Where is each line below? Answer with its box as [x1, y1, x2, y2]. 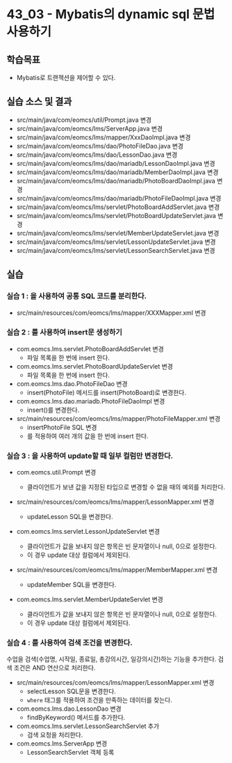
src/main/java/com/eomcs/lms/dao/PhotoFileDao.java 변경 [16, 141, 184, 150]
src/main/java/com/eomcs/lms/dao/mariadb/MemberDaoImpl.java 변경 [16, 168, 219, 176]
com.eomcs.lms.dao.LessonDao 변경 [16, 704, 122, 713]
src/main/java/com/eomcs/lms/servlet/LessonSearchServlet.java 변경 [16, 246, 216, 254]
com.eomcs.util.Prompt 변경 [16, 468, 97, 477]
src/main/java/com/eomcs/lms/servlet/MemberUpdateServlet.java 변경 [16, 229, 219, 237]
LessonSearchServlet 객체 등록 [26, 748, 115, 757]
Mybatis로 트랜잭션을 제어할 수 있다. [16, 74, 116, 82]
